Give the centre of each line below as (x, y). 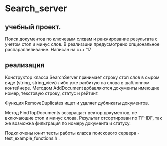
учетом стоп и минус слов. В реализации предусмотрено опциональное (82, 44)
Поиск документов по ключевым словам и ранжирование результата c (81, 39)
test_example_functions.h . (33, 138)
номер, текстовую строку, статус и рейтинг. (52, 93)
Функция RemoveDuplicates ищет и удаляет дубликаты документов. (77, 103)
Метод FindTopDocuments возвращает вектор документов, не (71, 112)
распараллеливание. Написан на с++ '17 (48, 50)
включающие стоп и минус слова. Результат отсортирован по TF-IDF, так (83, 118)
